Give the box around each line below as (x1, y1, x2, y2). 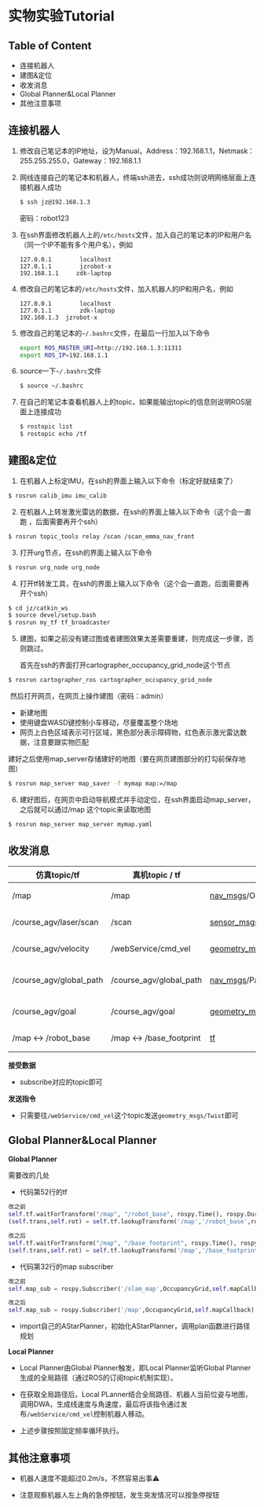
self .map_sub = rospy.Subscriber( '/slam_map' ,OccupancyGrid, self (8, 1285, 226, 1292)
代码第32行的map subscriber (19, 1262, 114, 1271)
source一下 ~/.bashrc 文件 (19, 366, 102, 376)
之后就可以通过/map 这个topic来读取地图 (19, 805, 152, 814)
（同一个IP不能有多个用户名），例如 (19, 240, 134, 249)
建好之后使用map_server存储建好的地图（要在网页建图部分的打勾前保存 (8, 754, 240, 763)
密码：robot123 (19, 213, 69, 222)
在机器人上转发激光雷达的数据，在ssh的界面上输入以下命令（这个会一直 (19, 507, 251, 516)
